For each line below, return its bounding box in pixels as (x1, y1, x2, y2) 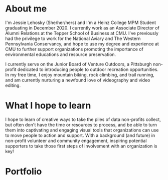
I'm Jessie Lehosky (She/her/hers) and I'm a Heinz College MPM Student (5, 19, 156, 25)
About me (5, 3, 47, 14)
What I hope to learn (5, 100, 91, 111)
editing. (5, 82, 21, 88)
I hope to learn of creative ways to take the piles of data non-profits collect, (5, 116, 161, 122)
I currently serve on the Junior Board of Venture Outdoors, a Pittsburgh (5, 61, 152, 67)
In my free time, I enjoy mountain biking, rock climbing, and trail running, (5, 71, 154, 77)
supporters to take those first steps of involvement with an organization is (5, 143, 157, 149)
